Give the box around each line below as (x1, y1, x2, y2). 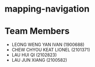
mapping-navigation (4, 3, 90, 15)
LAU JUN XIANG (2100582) (11, 57, 67, 63)
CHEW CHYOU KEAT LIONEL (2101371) (11, 47, 90, 53)
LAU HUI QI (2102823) (11, 52, 57, 58)
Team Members (4, 26, 70, 37)
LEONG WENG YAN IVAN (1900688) (11, 42, 85, 48)
